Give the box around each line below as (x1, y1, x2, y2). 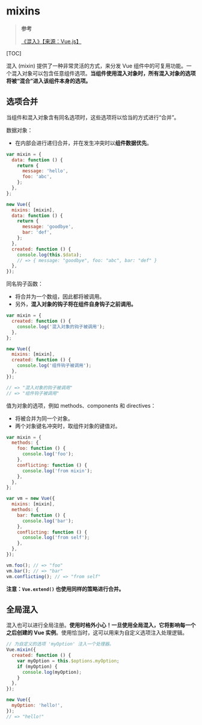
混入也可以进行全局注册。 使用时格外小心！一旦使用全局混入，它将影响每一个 (6, 621, 196, 629)
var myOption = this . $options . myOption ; (17, 658, 120, 664)
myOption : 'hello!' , (11, 703, 63, 709)
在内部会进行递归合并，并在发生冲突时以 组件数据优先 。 (14, 139, 152, 146)
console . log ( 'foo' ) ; (22, 451, 74, 457)
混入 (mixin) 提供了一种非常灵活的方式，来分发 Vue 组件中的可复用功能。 (6, 62, 187, 69)
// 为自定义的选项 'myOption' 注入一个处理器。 (6, 641, 114, 647)
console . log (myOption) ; (22, 669, 82, 675)
